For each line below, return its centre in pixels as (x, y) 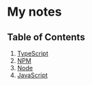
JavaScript (32, 75)
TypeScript (33, 53)
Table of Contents (46, 37)
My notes (34, 12)
